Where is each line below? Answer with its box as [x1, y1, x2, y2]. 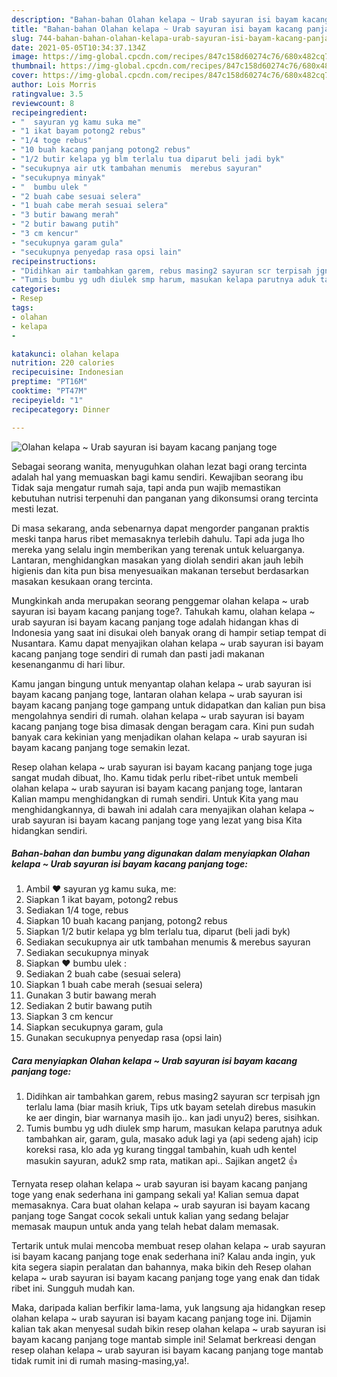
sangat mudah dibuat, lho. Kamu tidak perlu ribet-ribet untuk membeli [11, 771, 299, 783]
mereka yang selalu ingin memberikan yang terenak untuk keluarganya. [11, 543, 306, 555]
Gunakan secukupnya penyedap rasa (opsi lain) [25, 1032, 223, 1044]
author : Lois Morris [11, 80, 98, 90]
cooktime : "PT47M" [11, 386, 88, 396]
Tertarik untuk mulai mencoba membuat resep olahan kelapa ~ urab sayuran [11, 1240, 326, 1252]
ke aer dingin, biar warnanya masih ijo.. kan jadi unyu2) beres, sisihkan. [25, 1112, 320, 1124]
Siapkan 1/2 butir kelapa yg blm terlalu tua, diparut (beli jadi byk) [25, 926, 291, 938]
